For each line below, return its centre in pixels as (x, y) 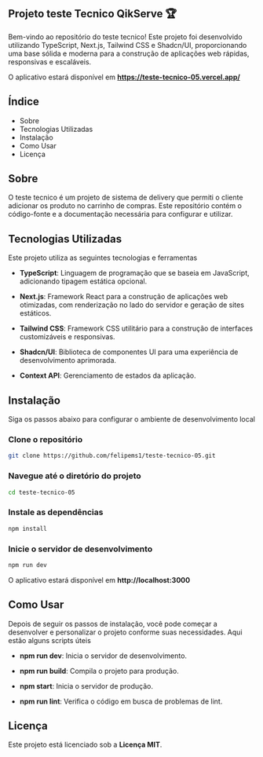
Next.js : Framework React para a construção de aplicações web (124, 297)
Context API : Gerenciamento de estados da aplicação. (108, 375)
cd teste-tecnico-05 (42, 492)
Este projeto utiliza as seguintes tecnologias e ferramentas (103, 258)
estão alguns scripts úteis (50, 640)
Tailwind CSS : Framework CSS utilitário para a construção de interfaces (136, 328)
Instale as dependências (56, 512)
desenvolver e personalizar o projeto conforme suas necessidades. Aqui (125, 632)
